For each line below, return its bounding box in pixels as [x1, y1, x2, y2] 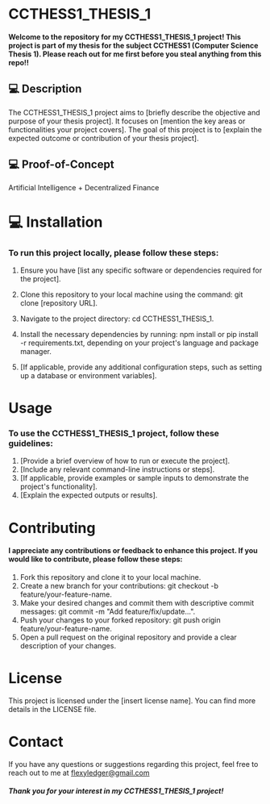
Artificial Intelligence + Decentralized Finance [8, 183, 160, 193]
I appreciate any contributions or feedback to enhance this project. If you [8, 546, 258, 556]
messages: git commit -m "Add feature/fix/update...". [19, 606, 196, 616]
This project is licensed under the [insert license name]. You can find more [8, 695, 256, 706]
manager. [19, 346, 52, 356]
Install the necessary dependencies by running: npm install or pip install [19, 329, 259, 339]
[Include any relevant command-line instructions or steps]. [19, 464, 215, 474]
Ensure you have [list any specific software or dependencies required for [19, 265, 263, 275]
